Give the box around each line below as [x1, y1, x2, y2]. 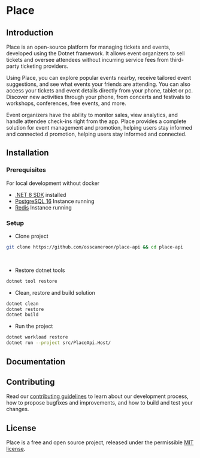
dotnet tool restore [6, 278, 58, 284]
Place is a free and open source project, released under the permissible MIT [6, 439, 194, 446]
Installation [6, 148, 49, 158]
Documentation [6, 357, 66, 367]
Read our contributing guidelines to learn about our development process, [6, 393, 189, 400]
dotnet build [6, 312, 39, 318]
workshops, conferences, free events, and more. [6, 100, 127, 107]
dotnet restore [6, 306, 44, 312]
